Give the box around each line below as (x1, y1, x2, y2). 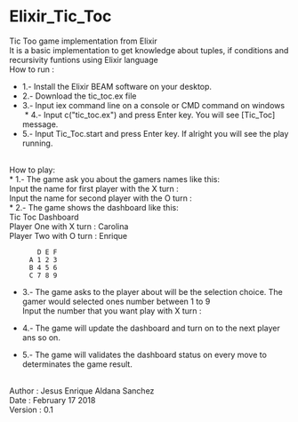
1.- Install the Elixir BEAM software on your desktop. (21, 81, 212, 92)
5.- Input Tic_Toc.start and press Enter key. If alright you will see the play (21, 128, 289, 139)
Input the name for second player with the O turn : (9, 193, 193, 203)
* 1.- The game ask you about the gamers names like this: (9, 173, 221, 184)
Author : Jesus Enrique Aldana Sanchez (9, 385, 155, 396)
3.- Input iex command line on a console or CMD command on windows (21, 100, 286, 110)
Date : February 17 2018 (9, 394, 96, 405)
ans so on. (21, 331, 60, 343)
